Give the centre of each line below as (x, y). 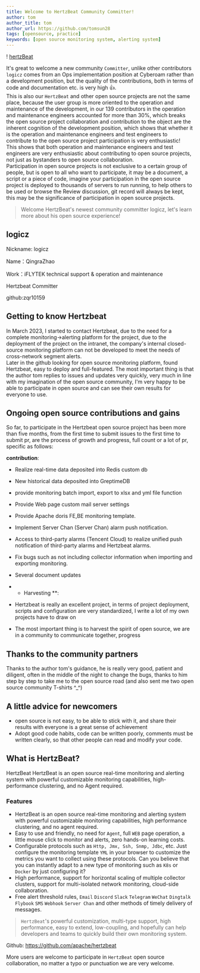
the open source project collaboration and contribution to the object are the (99, 121)
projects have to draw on (45, 617)
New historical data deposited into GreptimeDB (72, 481)
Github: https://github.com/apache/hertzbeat (61, 945)
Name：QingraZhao (31, 261)
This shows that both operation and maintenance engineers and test (90, 147)
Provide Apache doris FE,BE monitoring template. (75, 516)
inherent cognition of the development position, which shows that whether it (100, 128)
